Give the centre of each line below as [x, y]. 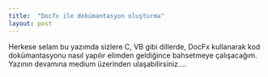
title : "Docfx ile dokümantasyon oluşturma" [86, 16]
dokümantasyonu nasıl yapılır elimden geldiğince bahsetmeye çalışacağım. [133, 55]
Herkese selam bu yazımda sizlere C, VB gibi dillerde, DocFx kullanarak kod [134, 46]
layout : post [30, 24]
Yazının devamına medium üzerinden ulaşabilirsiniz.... [98, 64]
